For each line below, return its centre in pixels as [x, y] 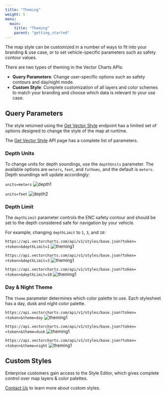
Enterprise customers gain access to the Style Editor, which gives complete [82, 373]
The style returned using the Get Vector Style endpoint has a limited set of [81, 125]
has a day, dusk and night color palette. [45, 303]
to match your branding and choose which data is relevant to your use [84, 93]
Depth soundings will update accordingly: [48, 175]
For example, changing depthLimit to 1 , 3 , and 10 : [55, 233]
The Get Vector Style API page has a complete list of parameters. [72, 140]
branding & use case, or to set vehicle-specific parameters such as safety [81, 52]
